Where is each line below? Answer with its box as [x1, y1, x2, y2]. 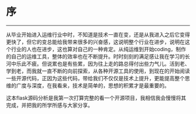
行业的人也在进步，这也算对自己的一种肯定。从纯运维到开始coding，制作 [10, 45, 187, 52]
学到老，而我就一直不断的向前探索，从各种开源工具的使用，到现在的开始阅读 [6, 67, 190, 74]
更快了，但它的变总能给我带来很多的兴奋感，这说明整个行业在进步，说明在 [6, 38, 185, 45]
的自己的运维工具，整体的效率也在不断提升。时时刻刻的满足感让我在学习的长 [6, 53, 190, 60]
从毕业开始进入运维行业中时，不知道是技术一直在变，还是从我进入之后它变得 [6, 31, 190, 38]
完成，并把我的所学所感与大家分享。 [6, 101, 93, 108]
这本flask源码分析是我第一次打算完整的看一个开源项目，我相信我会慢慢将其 [6, 94, 187, 101]
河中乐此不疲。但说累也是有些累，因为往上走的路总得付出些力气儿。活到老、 [6, 60, 190, 67]
